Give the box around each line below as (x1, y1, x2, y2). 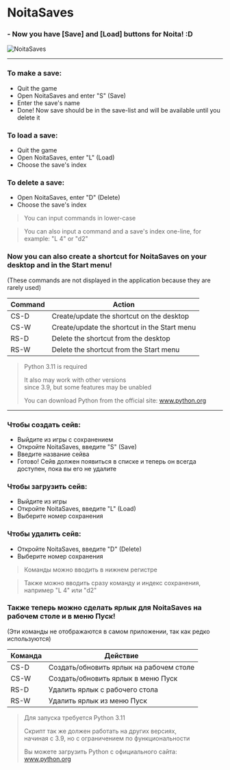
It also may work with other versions (23, 376, 127, 384)
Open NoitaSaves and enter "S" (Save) (16, 91, 127, 100)
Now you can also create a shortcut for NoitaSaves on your (7, 252, 207, 262)
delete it (16, 113, 40, 122)
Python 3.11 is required (23, 362, 88, 370)
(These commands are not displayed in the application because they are (7, 276, 211, 284)
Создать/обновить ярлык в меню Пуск (48, 673, 178, 683)
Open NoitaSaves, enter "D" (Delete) (16, 194, 121, 202)
